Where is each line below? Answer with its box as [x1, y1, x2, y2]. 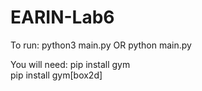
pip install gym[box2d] [10, 69, 103, 81]
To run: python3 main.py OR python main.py [10, 39, 192, 51]
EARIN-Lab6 [10, 6, 115, 29]
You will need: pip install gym [10, 58, 131, 70]
